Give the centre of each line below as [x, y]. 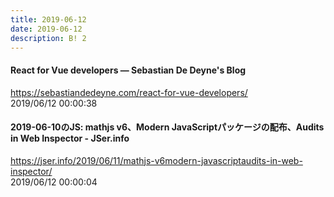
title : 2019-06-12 [48, 19]
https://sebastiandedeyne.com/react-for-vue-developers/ [129, 92]
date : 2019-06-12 [46, 29]
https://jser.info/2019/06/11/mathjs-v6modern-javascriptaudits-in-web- [156, 160]
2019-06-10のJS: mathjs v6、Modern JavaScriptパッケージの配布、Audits [167, 127]
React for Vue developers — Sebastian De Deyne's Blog [128, 70]
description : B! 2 [48, 38]
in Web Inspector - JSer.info [70, 138]
